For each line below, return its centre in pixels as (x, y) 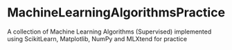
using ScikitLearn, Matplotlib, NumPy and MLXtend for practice (97, 38)
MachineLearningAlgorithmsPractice (116, 13)
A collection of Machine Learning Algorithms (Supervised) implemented (109, 32)
